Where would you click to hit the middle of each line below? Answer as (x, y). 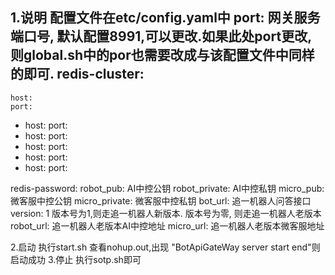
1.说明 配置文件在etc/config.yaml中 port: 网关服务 (165, 18)
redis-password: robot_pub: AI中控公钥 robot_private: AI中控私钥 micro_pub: (167, 188)
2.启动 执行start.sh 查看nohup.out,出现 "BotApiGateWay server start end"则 (165, 247)
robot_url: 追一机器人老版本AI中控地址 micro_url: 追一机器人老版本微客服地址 (167, 225)
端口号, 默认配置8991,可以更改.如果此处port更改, (161, 36)
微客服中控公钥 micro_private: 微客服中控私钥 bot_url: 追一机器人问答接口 (161, 200)
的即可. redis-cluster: (77, 74)
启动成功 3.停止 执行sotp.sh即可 (76, 259)
